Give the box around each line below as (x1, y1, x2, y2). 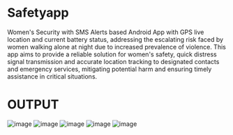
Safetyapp (7, 5, 69, 21)
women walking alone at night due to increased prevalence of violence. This (7, 42, 227, 51)
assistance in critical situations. (7, 72, 98, 81)
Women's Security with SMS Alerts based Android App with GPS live (7, 28, 204, 36)
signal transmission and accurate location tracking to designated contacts (7, 57, 220, 65)
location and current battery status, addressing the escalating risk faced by (7, 35, 224, 43)
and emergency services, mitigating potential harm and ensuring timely (7, 65, 212, 73)
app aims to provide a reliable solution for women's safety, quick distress (7, 50, 218, 58)
